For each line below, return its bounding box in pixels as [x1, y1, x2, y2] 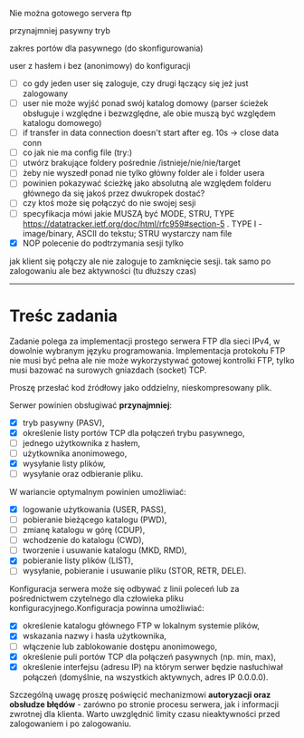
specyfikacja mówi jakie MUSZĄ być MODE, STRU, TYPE [22, 208, 235, 218]
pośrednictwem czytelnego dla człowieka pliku [9, 593, 184, 604]
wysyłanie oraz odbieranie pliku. [22, 468, 143, 479]
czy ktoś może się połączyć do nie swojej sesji [22, 198, 196, 209]
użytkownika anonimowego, [22, 448, 128, 459]
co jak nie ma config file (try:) [22, 147, 133, 158]
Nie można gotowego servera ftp [9, 8, 132, 18]
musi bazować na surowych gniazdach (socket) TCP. [9, 364, 207, 375]
